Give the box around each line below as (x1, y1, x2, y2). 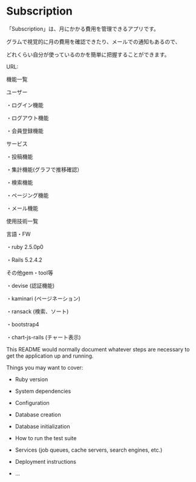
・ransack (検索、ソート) (6, 308, 69, 315)
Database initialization (15, 423, 71, 430)
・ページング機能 (6, 191, 49, 199)
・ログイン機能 (6, 101, 44, 109)
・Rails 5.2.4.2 (6, 256, 42, 263)
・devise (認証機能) (6, 282, 55, 289)
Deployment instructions (15, 458, 77, 465)
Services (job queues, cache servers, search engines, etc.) (15, 446, 163, 453)
